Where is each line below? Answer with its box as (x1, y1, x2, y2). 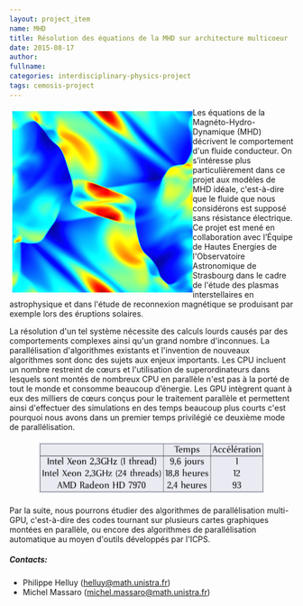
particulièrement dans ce (192, 164, 286, 175)
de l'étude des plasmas (192, 280, 280, 290)
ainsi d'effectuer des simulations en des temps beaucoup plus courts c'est (9, 402, 287, 413)
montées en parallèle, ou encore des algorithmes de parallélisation (9, 524, 257, 535)
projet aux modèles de (192, 174, 276, 185)
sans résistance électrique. (192, 212, 293, 223)
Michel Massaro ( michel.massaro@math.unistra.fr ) (22, 586, 211, 597)
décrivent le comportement (192, 135, 294, 146)
